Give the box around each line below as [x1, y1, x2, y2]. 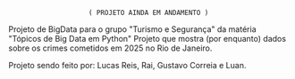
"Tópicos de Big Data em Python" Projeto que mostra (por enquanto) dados [8, 34, 287, 43]
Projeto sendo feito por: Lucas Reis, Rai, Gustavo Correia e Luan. [8, 60, 247, 70]
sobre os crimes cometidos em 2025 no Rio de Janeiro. [8, 43, 213, 53]
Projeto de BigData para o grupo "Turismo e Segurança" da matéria [8, 24, 257, 35]
